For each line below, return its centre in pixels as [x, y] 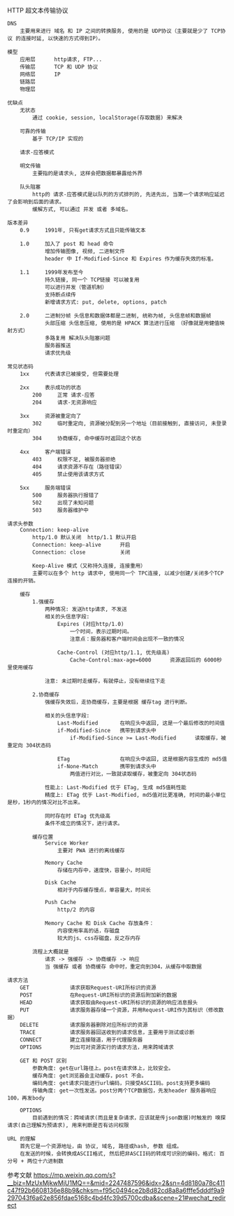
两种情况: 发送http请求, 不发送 [86, 609]
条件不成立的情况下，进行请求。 [84, 824]
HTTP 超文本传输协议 [38, 10]
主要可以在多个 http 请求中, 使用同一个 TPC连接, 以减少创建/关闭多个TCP [128, 573]
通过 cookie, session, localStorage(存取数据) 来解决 [108, 118]
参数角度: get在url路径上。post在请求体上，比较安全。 [103, 1068]
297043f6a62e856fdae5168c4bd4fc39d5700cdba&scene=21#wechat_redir [117, 1198]
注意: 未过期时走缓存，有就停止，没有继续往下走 [105, 681]
